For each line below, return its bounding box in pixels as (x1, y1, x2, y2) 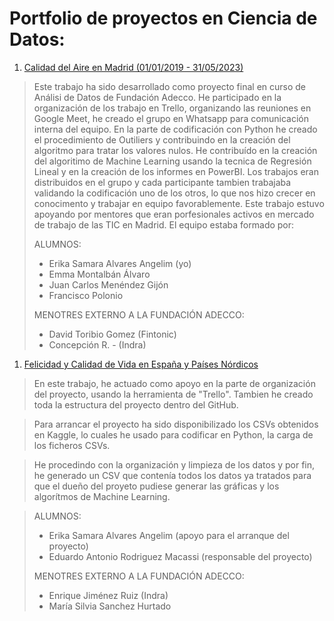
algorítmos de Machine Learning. (33, 490, 171, 502)
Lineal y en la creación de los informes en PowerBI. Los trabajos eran (33, 165, 319, 177)
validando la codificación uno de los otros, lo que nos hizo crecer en (33, 187, 316, 199)
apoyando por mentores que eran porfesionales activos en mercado (33, 208, 315, 220)
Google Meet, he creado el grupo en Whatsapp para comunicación (33, 112, 310, 124)
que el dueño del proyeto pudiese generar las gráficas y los (33, 480, 280, 492)
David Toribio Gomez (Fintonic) (48, 328, 177, 340)
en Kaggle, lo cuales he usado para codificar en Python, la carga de (33, 428, 314, 441)
